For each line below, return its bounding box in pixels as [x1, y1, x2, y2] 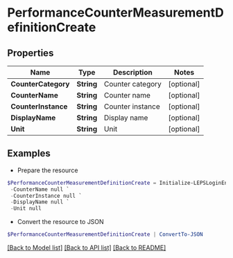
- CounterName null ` [10, 185, 70, 193]
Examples [7, 147, 51, 160]
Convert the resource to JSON [17, 218, 104, 226]
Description [113, 68, 153, 77]
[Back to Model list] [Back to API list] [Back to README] [7, 243, 166, 252]
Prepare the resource [17, 166, 78, 174]
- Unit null [10, 205, 42, 212]
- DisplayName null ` [10, 199, 70, 205]
